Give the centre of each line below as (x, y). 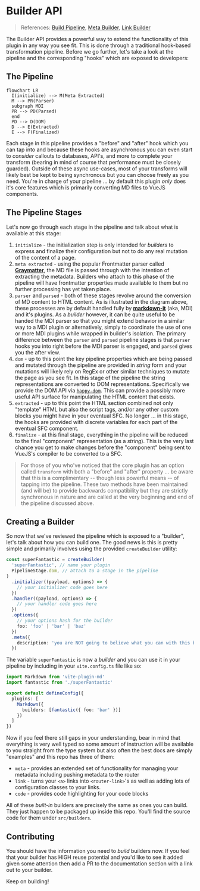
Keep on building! (28, 881)
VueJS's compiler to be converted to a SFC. (69, 453)
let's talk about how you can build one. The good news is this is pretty (92, 543)
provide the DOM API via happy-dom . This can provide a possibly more (100, 390)
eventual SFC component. (47, 428)
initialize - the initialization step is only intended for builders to (94, 245)
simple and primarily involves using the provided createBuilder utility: (92, 549)
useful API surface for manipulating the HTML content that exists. (95, 397)
